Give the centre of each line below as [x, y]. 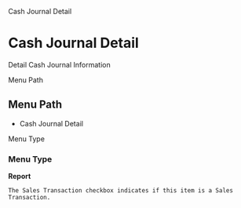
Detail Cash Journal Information [60, 64]
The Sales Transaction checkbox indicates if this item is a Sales [121, 191]
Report [20, 177]
